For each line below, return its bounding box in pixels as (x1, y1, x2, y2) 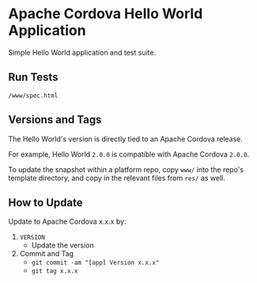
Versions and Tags (8, 113, 102, 126)
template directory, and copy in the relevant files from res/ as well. (8, 173, 225, 183)
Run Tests (8, 70, 59, 84)
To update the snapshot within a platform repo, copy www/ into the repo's (8, 164, 244, 174)
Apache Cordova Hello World (8, 5, 203, 23)
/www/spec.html (8, 92, 59, 100)
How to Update (8, 195, 83, 209)
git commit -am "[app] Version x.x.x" (31, 258, 160, 267)
